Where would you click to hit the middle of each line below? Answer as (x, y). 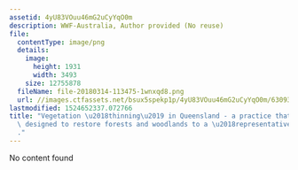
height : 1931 (57, 67)
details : (33, 50)
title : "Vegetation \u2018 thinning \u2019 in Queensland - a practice (141, 116)
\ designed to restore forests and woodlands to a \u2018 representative (154, 125)
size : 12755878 (53, 83)
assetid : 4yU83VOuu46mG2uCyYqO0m (71, 17)
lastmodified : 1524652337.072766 (71, 108)
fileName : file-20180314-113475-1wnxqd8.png (101, 91)
